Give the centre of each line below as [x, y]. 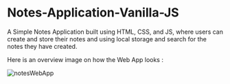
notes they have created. [42, 46]
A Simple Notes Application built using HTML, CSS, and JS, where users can [115, 32]
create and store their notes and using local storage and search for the [107, 39]
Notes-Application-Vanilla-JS [93, 13]
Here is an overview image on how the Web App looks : [85, 59]
